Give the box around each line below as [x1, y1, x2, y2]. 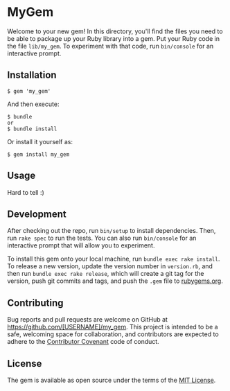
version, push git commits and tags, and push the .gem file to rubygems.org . [7, 277, 224, 285]
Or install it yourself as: [7, 137, 73, 146]
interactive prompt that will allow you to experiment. [7, 241, 155, 250]
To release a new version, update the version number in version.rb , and [7, 262, 213, 270]
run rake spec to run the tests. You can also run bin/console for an [7, 234, 197, 243]
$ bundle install [7, 125, 57, 132]
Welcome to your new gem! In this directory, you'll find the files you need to [7, 27, 223, 35]
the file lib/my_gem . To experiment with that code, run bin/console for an [7, 42, 214, 50]
